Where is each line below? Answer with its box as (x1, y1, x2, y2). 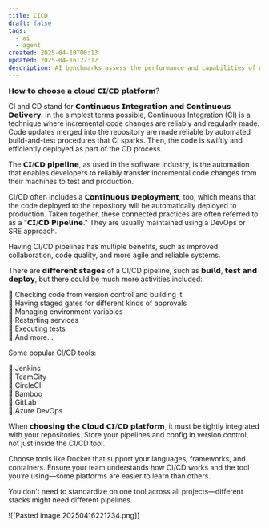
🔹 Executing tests (8, 324, 66, 333)
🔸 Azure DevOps (8, 405, 63, 415)
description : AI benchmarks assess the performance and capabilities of (8, 64, 256, 72)
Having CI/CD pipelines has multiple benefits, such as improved (8, 241, 219, 251)
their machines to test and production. (8, 176, 134, 186)
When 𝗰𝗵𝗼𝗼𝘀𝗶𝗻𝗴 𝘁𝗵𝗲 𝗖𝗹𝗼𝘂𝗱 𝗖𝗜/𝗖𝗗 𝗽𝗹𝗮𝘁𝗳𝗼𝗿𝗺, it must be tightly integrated (8, 421, 260, 431)
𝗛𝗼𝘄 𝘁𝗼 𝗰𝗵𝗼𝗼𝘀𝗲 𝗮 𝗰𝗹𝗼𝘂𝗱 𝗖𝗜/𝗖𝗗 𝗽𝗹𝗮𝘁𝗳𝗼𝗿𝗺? (8, 86, 160, 95)
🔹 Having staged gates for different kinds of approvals (8, 298, 187, 308)
